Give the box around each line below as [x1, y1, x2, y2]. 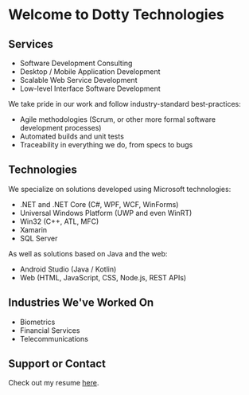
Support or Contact [8, 357, 106, 371]
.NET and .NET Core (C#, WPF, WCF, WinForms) [19, 199, 179, 209]
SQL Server [19, 233, 58, 243]
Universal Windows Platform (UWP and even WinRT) [19, 208, 193, 217]
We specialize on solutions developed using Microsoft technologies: [8, 184, 231, 194]
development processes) [19, 123, 102, 132]
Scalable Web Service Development [19, 76, 138, 84]
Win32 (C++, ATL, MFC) [19, 217, 99, 226]
